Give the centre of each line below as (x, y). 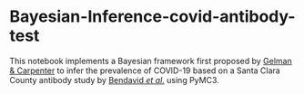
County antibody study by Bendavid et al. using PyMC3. (115, 80)
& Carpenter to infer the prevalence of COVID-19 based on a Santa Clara (145, 70)
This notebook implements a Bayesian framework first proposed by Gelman (151, 61)
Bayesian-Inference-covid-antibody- (152, 17)
